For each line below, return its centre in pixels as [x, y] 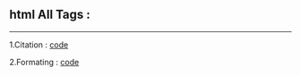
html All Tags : [50, 15]
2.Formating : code [44, 62]
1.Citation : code [39, 45]
